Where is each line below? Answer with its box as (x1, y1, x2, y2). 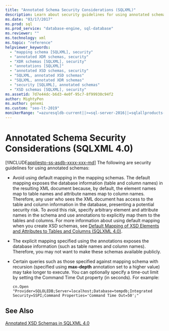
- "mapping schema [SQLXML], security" (10, 49, 94, 54)
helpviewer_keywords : (5, 45, 51, 50)
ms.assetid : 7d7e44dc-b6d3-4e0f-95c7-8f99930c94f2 (5, 92, 114, 97)
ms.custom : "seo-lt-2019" (5, 106, 59, 111)
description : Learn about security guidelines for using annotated (5, 12, 150, 17)
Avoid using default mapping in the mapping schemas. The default (12, 174, 150, 180)
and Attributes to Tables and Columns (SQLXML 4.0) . (12, 228, 123, 234)
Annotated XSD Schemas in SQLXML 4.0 (5, 320, 90, 326)
